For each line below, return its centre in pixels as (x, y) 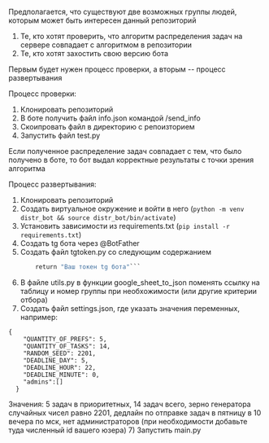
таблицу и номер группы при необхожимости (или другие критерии (139, 291)
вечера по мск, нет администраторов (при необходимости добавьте (128, 421)
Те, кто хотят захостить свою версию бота (94, 53)
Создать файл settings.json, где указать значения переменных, (130, 308)
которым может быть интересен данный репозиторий (102, 20)
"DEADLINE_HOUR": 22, (59, 367)
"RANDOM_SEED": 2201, (59, 353)
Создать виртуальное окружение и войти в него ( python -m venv (132, 208)
